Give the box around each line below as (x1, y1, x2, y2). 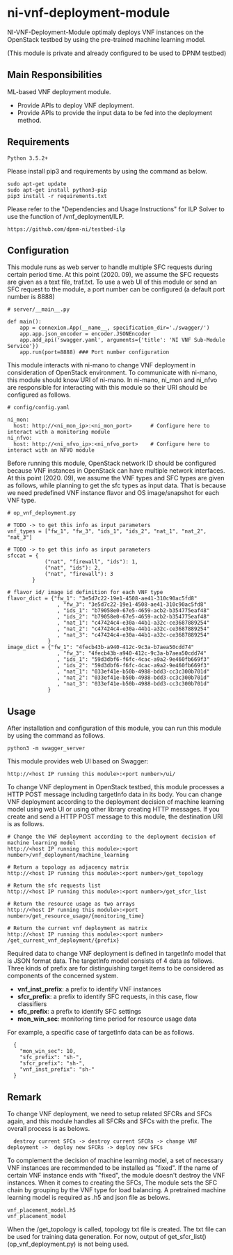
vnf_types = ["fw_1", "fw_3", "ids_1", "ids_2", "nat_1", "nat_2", (7, 528, 207, 535)
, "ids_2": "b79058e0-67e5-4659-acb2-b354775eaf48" (56, 614, 210, 621)
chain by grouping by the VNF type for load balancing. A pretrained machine (7, 1186, 226, 1194)
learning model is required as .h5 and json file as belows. (7, 1194, 170, 1201)
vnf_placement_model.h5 (7, 1207, 77, 1214)
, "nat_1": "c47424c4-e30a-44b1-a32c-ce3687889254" (56, 619, 210, 627)
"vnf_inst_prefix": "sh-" (19, 1066, 95, 1073)
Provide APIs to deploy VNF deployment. (17, 101, 134, 109)
